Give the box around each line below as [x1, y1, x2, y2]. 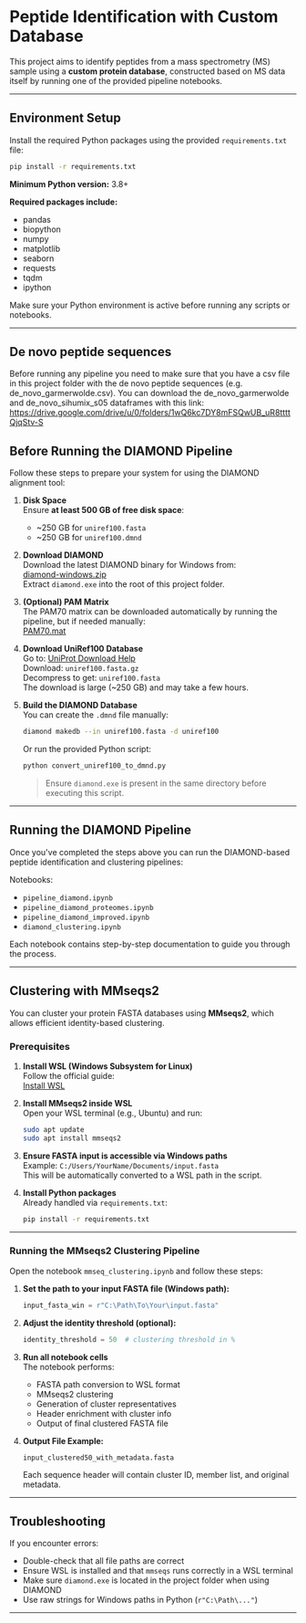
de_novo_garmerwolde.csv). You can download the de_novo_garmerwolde [9, 388, 290, 399]
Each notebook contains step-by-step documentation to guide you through [9, 938, 291, 949]
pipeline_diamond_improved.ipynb [22, 913, 150, 922]
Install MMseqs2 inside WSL [22, 1097, 133, 1108]
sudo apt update [22, 1125, 85, 1134]
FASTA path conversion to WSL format [36, 1378, 180, 1389]
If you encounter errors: [9, 1538, 99, 1549]
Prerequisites [9, 1040, 70, 1052]
